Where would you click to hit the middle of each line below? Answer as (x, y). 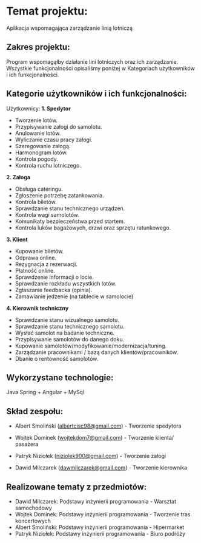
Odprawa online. (35, 258)
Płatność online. (35, 270)
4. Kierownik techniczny (38, 308)
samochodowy (34, 508)
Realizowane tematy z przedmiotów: (77, 487)
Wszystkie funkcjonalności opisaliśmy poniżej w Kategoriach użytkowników (100, 68)
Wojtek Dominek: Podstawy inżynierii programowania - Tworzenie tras (103, 514)
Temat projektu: (47, 11)
